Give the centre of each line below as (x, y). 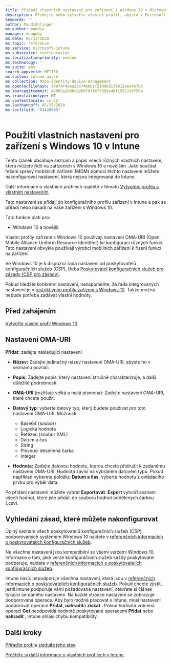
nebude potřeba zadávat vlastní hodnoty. (49, 295)
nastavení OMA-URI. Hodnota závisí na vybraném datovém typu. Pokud (88, 471)
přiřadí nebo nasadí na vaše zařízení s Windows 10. (59, 207)
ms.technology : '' (25, 62)
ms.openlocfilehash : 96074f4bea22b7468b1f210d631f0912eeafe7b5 (74, 86)
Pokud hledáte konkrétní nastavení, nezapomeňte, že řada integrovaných (82, 284)
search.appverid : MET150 (32, 72)
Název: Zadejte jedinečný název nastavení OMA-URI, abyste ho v (82, 362)
